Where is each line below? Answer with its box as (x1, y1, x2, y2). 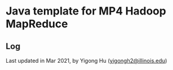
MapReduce (5, 17, 68, 31)
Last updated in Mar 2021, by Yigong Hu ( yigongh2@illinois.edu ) (5, 57, 168, 64)
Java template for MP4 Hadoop (5, 4, 166, 18)
